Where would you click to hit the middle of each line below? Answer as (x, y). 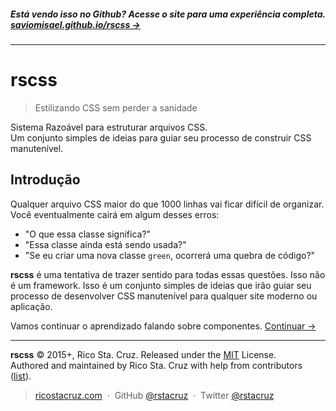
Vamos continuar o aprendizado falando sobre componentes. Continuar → (163, 326)
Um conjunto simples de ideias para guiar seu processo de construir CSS (161, 137)
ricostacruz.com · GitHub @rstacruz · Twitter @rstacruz (154, 395)
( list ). (21, 376)
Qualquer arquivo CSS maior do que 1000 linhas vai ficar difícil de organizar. (167, 204)
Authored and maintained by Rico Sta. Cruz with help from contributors (156, 365)
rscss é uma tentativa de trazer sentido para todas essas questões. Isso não (168, 274)
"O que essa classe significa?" (88, 234)
